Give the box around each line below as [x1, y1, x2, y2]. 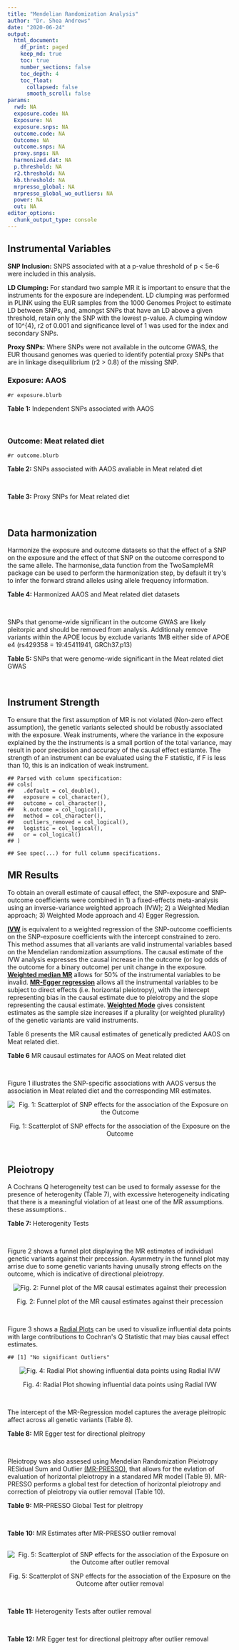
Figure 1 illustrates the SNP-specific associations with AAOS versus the [7, 1079, 216, 1087]
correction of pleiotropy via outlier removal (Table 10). [7, 1487, 166, 1496]
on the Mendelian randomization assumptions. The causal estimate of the [7, 947, 223, 956]
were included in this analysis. [7, 269, 96, 278]
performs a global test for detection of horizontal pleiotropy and [33, 1480, 221, 1489]
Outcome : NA [14, 136, 50, 144]
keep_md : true [20, 51, 62, 58]
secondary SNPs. [7, 329, 59, 337]
